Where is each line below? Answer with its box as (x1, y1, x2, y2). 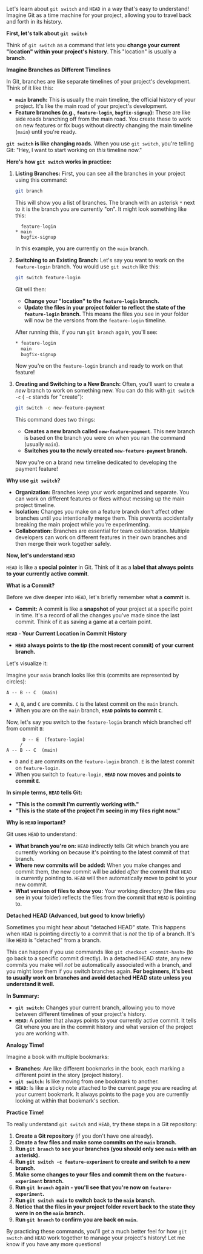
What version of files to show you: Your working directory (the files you (15, 887, 196, 895)
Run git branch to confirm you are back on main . (15, 1216, 138, 1223)
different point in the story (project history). (15, 1072, 124, 1079)
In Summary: (6, 992, 39, 1000)
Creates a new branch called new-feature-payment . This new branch (24, 428, 195, 435)
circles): (6, 678, 27, 685)
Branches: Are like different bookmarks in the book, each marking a (15, 1065, 185, 1072)
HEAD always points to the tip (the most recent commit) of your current (15, 642, 194, 649)
